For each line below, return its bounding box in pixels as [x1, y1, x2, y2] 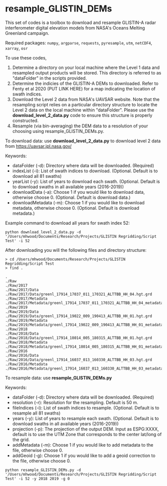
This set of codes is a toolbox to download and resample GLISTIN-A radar [5, 19, 157, 25]
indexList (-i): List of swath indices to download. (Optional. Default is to [12, 168, 158, 174]
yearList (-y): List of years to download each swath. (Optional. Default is [12, 178, 160, 184]
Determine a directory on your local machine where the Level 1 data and [12, 64, 160, 70]
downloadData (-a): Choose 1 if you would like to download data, [12, 189, 145, 195]
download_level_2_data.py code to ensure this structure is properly [12, 112, 153, 118]
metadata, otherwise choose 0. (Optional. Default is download [12, 205, 140, 211]
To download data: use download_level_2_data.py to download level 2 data [5, 138, 161, 144]
